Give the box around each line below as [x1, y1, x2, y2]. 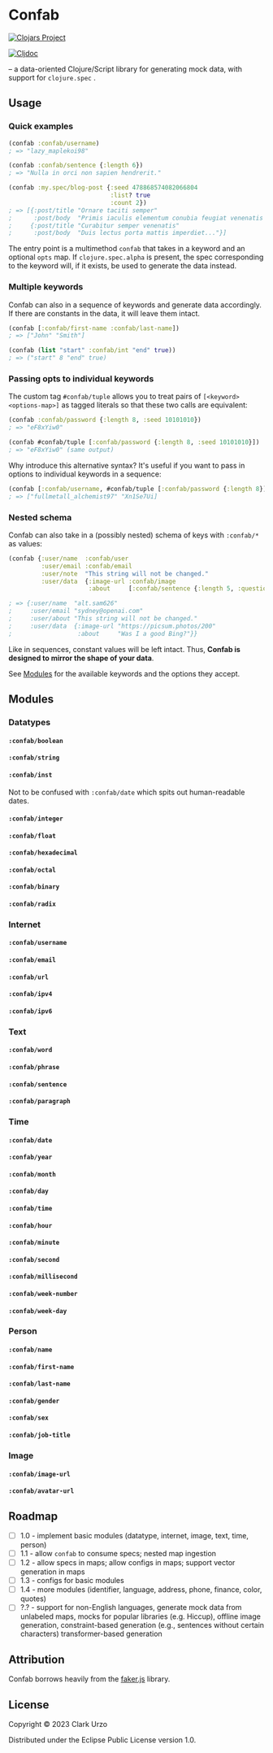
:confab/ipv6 [8, 1007, 53, 1016]
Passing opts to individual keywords [8, 372, 154, 384]
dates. [8, 796, 30, 806]
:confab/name [8, 1346, 53, 1355]
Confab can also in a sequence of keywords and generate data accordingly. [8, 299, 262, 310]
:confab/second [8, 1255, 60, 1264]
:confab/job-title [8, 1431, 71, 1440]
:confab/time [8, 1204, 53, 1212]
